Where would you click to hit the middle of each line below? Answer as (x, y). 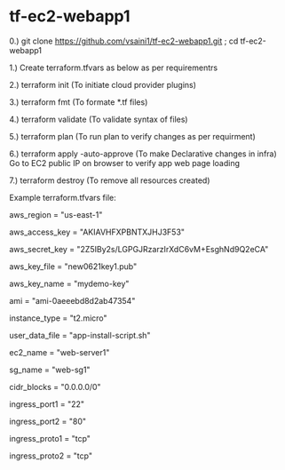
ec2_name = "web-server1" (59, 352)
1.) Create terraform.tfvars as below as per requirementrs (114, 68)
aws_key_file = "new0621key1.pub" (73, 266)
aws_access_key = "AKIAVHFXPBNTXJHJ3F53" (97, 232)
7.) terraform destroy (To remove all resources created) (110, 180)
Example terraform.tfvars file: (63, 197)
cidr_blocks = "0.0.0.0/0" (55, 386)
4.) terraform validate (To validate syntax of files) (99, 119)
